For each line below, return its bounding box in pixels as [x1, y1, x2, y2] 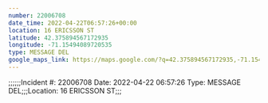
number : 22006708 [8, 11, 66, 20]
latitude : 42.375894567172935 [8, 33, 109, 42]
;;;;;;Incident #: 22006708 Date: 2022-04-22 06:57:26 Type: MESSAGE [8, 77, 242, 87]
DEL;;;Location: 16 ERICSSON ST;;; [8, 86, 122, 95]
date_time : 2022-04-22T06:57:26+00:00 [8, 19, 137, 27]
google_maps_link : [8, 56, 69, 64]
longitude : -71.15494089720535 [8, 41, 112, 49]
